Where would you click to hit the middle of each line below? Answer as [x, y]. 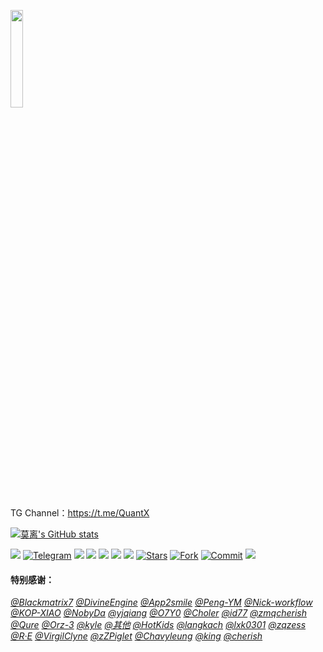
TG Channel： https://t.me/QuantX [80, 513]
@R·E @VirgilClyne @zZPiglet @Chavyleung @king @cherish [136, 636]
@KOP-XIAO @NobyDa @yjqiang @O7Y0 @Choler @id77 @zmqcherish [158, 613]
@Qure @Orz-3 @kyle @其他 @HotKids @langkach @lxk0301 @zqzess [158, 625]
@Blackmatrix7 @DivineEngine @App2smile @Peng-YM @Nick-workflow [161, 602]
